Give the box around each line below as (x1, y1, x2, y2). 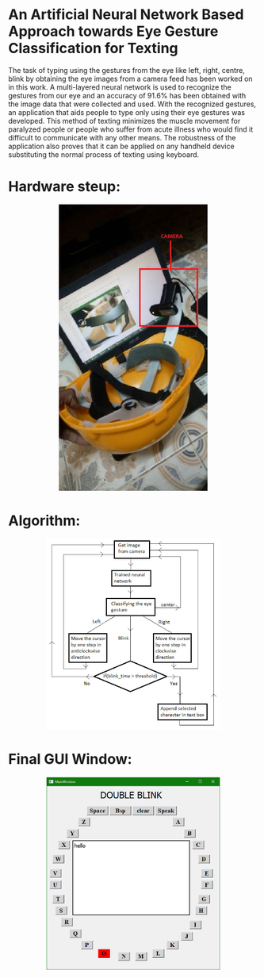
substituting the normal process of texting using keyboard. (8, 149, 200, 159)
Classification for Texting (8, 40, 178, 57)
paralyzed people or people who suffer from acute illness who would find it (8, 125, 254, 134)
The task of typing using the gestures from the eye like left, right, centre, (8, 65, 246, 75)
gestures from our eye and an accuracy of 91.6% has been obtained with (8, 90, 247, 100)
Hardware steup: (8, 178, 121, 196)
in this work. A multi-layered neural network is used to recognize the (8, 82, 231, 92)
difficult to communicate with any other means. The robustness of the (8, 132, 236, 142)
